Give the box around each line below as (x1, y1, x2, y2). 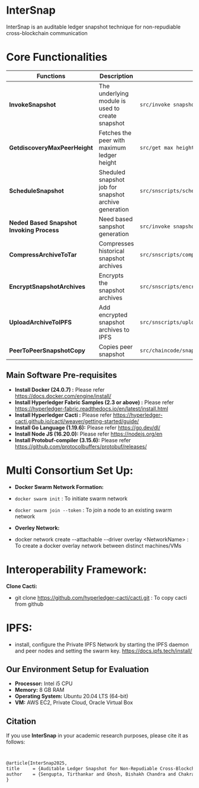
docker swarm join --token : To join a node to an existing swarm (14, 506, 172, 513)
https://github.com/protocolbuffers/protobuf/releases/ (14, 443, 147, 450)
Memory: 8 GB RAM (14, 686, 65, 694)
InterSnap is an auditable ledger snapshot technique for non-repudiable (6, 23, 181, 30)
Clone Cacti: (6, 582, 37, 590)
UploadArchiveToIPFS (9, 318, 72, 326)
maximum (98, 143, 126, 152)
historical (98, 247, 124, 255)
